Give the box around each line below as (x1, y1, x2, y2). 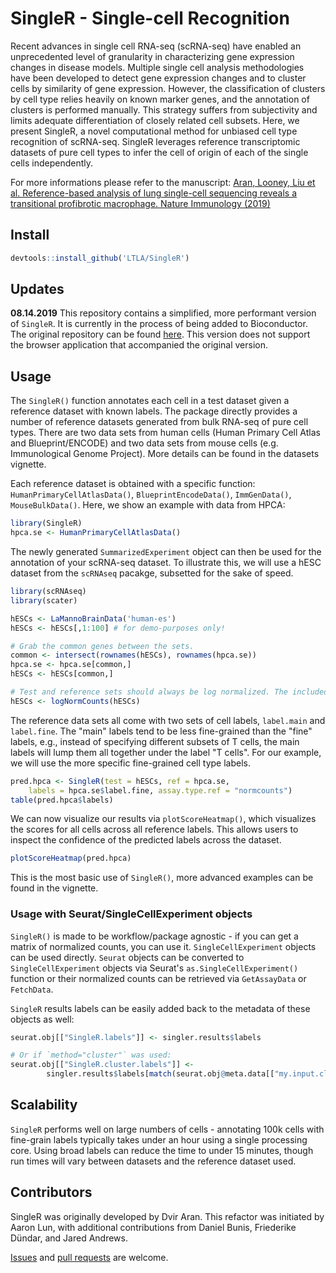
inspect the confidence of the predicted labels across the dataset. (10, 834, 282, 846)
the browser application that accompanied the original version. (10, 339, 269, 351)
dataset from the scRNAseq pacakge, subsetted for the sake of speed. (10, 567, 294, 579)
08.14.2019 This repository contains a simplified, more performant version (10, 307, 317, 319)
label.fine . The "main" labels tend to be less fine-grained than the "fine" (10, 725, 313, 737)
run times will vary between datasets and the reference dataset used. (10, 1155, 297, 1167)
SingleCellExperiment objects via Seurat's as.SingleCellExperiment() (10, 962, 299, 974)
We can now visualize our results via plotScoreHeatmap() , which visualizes (10, 813, 317, 825)
